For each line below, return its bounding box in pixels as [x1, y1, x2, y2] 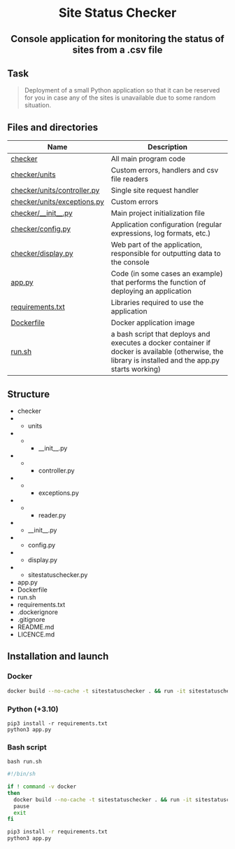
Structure [7, 388, 50, 400]
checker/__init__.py [10, 208, 73, 218]
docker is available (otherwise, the [111, 347, 224, 357]
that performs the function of [111, 278, 206, 287]
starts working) [111, 365, 161, 374]
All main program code [111, 154, 185, 164]
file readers [111, 174, 149, 184]
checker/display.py [10, 249, 73, 259]
